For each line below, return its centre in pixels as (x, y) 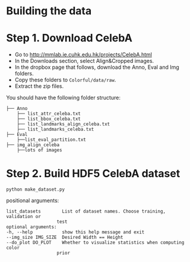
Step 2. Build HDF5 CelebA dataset (93, 174)
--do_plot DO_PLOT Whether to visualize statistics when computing (95, 243)
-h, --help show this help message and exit (75, 232)
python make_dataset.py (36, 190)
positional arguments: (33, 201)
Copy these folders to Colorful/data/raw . (65, 80)
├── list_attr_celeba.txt (49, 114)
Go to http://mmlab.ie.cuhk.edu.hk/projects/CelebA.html (83, 55)
